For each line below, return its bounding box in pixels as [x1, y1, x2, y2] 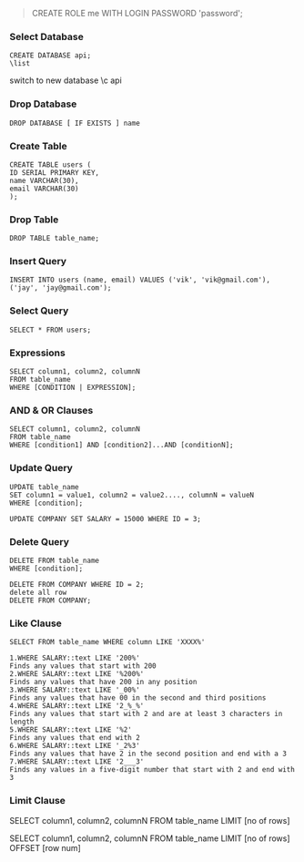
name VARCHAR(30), [9, 176, 79, 185]
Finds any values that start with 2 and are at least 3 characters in [9, 710, 283, 719]
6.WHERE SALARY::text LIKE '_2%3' [9, 742, 141, 751]
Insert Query [9, 255, 66, 268]
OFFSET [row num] [9, 842, 82, 853]
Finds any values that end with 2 [9, 734, 141, 743]
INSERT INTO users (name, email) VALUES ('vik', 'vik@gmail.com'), [9, 275, 271, 285]
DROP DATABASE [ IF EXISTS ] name [9, 118, 141, 128]
